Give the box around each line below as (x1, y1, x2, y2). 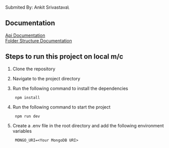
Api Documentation (5, 32, 45, 38)
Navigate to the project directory (12, 75, 81, 81)
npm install (15, 95, 40, 100)
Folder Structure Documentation (5, 37, 72, 43)
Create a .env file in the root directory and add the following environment (12, 122, 164, 128)
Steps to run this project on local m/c (5, 53, 124, 61)
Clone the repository (12, 66, 55, 72)
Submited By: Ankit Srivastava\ (5, 5, 70, 10)
